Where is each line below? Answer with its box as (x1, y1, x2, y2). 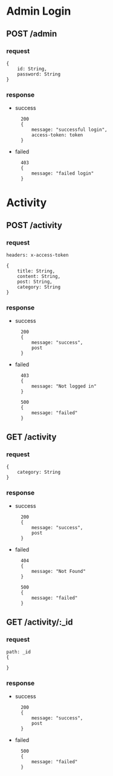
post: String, (17, 279, 53, 285)
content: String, (17, 274, 61, 280)
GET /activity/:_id (6, 617, 73, 627)
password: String (17, 71, 61, 77)
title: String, (17, 268, 56, 274)
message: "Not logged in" (31, 383, 97, 390)
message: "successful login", (31, 126, 108, 133)
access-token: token (31, 132, 83, 138)
